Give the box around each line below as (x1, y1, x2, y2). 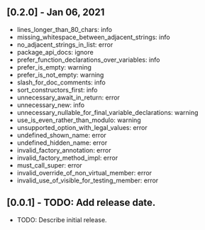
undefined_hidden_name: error (16, 138, 108, 147)
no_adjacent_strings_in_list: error (16, 40, 113, 49)
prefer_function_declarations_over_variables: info (16, 55, 160, 64)
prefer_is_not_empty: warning (16, 70, 104, 79)
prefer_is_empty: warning (16, 62, 92, 71)
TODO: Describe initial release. (16, 215, 107, 224)
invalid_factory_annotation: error (16, 146, 111, 154)
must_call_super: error (16, 160, 82, 170)
